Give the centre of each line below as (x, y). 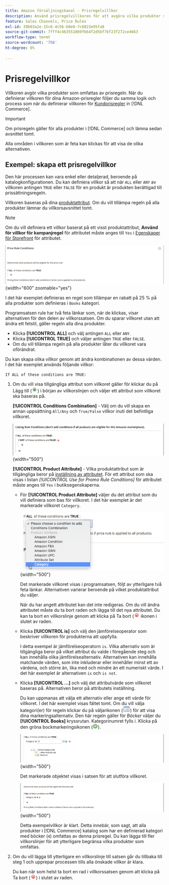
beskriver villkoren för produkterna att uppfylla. (69, 637)
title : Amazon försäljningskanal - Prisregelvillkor (62, 11)
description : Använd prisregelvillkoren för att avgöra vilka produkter (83, 16)
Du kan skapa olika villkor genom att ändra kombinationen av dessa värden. (83, 359)
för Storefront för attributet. (33, 238)
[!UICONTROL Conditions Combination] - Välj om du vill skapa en (81, 406)
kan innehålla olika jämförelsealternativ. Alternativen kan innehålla (88, 657)
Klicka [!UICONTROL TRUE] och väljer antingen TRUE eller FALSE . (79, 339)
